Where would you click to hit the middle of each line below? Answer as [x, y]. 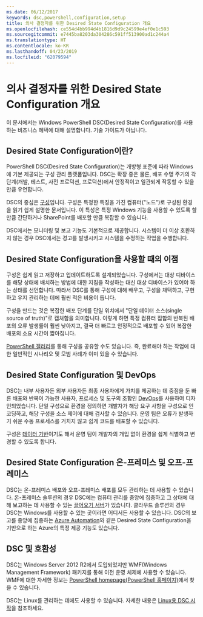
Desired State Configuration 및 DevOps [81, 375]
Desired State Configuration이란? [70, 150]
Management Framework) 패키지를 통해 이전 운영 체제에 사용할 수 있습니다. [96, 572]
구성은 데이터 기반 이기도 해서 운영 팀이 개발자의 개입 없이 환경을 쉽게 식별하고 [98, 434]
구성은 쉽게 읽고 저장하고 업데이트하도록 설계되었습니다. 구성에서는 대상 [90, 275]
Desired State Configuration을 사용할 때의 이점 [92, 259]
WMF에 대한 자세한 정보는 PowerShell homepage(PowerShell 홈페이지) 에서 [97, 580]
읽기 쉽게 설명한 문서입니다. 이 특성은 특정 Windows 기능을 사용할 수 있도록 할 [105, 210]
